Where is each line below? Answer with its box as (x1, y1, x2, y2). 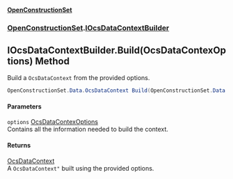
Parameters (7, 102, 42, 111)
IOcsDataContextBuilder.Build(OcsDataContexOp (7, 44, 226, 56)
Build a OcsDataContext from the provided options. (7, 74, 150, 82)
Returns (7, 141, 31, 149)
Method (34, 55, 70, 67)
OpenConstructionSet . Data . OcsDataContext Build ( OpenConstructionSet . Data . (7, 87, 229, 94)
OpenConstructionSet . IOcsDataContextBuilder (7, 23, 170, 33)
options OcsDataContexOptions (7, 118, 99, 126)
